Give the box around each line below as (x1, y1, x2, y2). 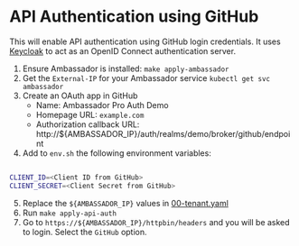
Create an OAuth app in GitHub (22, 90, 138, 101)
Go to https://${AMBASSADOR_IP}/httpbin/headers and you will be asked (22, 216, 291, 227)
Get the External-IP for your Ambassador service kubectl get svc (22, 72, 271, 83)
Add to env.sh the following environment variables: (22, 147, 212, 159)
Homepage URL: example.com (35, 109, 145, 120)
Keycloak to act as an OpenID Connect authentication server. (9, 45, 237, 56)
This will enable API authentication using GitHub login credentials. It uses (9, 36, 282, 47)
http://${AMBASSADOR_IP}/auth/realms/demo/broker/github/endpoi (35, 128, 291, 139)
